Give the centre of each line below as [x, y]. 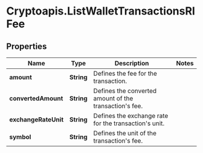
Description [132, 63]
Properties [27, 46]
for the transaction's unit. [129, 123]
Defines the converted [125, 91]
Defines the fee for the [125, 73]
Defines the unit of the [125, 133]
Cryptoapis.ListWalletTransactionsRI [101, 11]
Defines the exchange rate [131, 116]
